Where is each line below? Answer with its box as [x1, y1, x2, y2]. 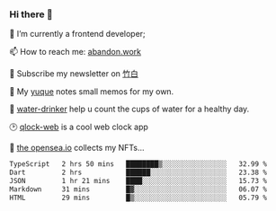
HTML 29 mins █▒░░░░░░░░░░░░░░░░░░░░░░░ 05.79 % [9, 193, 268, 202]
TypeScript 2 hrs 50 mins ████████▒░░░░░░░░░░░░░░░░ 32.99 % [9, 160, 268, 169]
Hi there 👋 [9, 8, 54, 21]
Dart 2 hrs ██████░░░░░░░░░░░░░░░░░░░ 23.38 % [9, 168, 268, 178]
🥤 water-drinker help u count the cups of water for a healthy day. [9, 103, 250, 115]
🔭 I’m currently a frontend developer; [9, 29, 146, 40]
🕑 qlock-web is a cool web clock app [9, 121, 148, 133]
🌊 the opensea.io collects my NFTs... [9, 143, 146, 154]
